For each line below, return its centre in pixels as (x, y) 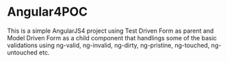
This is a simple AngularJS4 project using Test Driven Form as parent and (110, 31)
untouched (22, 52)
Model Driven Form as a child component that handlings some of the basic (112, 37)
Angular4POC (48, 12)
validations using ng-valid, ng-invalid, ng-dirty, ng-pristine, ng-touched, (108, 45)
